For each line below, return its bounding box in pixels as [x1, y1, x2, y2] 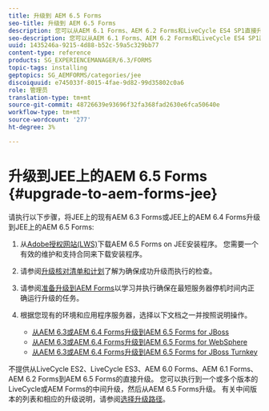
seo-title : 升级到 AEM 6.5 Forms [8, 19, 116, 27]
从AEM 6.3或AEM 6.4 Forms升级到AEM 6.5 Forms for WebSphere [31, 337, 248, 346]
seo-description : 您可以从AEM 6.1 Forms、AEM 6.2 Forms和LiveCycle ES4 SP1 [8, 34, 259, 42]
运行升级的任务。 [26, 293, 84, 302]
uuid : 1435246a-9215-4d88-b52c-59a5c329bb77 [8, 42, 159, 50]
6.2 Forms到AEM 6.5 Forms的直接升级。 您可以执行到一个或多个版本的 [25, 373, 259, 384]
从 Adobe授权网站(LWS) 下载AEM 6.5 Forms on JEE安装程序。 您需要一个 [19, 239, 259, 249]
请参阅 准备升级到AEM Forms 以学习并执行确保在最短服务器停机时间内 [19, 283, 248, 293]
